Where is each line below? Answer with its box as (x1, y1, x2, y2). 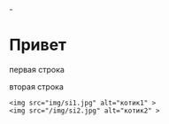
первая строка (9, 64, 65, 74)
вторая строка (9, 81, 65, 92)
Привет (9, 35, 67, 55)
